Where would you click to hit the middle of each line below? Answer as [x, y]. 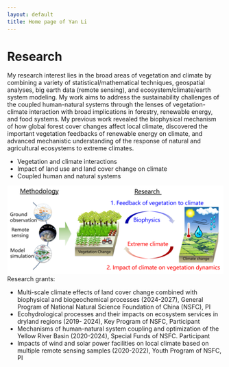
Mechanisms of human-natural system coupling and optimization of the [118, 329]
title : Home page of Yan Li [47, 22]
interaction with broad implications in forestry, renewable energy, [121, 112]
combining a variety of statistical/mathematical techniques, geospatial [106, 83]
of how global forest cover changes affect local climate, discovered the [107, 126]
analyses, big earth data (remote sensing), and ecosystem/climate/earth [109, 90]
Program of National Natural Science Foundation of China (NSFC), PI [114, 307]
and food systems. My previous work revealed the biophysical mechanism [112, 119]
